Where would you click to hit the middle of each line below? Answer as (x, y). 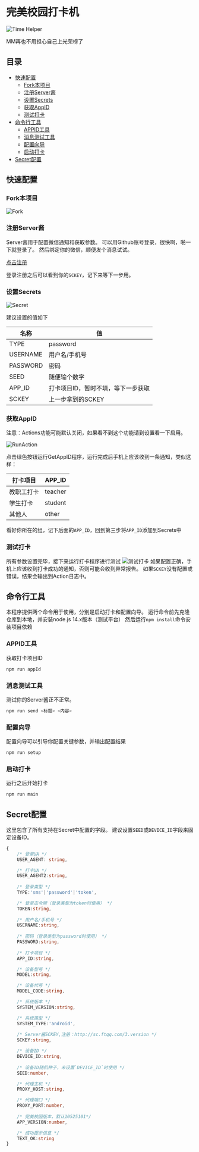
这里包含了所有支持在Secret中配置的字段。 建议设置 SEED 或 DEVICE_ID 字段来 (97, 829)
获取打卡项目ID (24, 658)
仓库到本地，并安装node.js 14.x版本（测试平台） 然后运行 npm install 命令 (96, 619)
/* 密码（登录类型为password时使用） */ (62, 937)
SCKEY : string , (34, 1040)
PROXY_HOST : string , (41, 1090)
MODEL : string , (34, 975)
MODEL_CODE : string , (41, 991)
